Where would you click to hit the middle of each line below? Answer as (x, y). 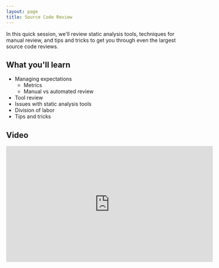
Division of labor (35, 110)
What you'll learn (38, 64)
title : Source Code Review (39, 17)
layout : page (22, 11)
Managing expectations (43, 79)
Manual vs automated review (58, 91)
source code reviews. (32, 46)
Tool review (29, 98)
